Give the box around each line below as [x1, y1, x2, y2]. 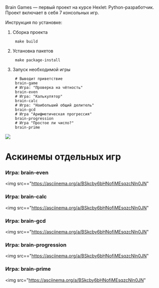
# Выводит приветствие [15, 76, 63, 81]
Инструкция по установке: [5, 20, 63, 25]
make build [15, 39, 38, 44]
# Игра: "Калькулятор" [15, 94, 63, 99]
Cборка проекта [12, 29, 48, 35]
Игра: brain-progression [5, 242, 67, 248]
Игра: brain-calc [5, 193, 47, 200]
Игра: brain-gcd [5, 217, 46, 224]
